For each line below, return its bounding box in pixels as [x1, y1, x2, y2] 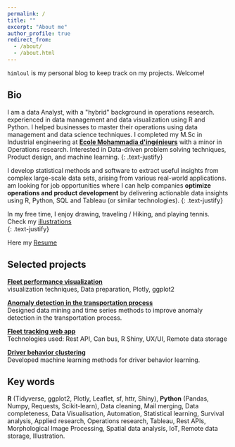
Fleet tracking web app [7, 327, 76, 335]
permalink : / [7, 10, 46, 18]
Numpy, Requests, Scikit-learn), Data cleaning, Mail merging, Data [7, 402, 199, 410]
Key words [7, 375, 55, 387]
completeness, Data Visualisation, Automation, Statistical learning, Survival [7, 409, 224, 418]
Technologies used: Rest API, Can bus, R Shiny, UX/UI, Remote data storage [7, 335, 227, 343]
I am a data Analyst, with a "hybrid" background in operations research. [7, 108, 215, 116]
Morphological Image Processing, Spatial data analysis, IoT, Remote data [7, 425, 218, 433]
